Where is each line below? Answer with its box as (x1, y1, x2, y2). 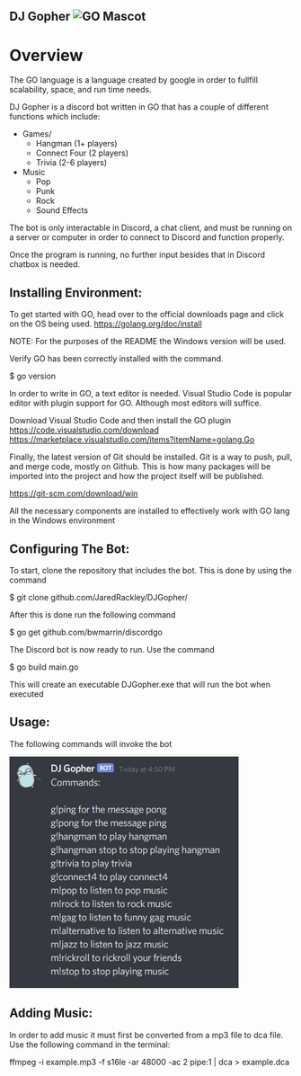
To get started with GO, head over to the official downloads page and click (9, 309, 285, 320)
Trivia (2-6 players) (35, 157, 108, 168)
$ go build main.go (9, 662, 79, 672)
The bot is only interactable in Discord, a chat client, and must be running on (9, 222, 292, 234)
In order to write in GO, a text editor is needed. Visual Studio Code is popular (9, 388, 292, 399)
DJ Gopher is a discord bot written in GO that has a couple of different (9, 102, 270, 112)
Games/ (22, 129, 52, 139)
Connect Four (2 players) (35, 147, 128, 158)
